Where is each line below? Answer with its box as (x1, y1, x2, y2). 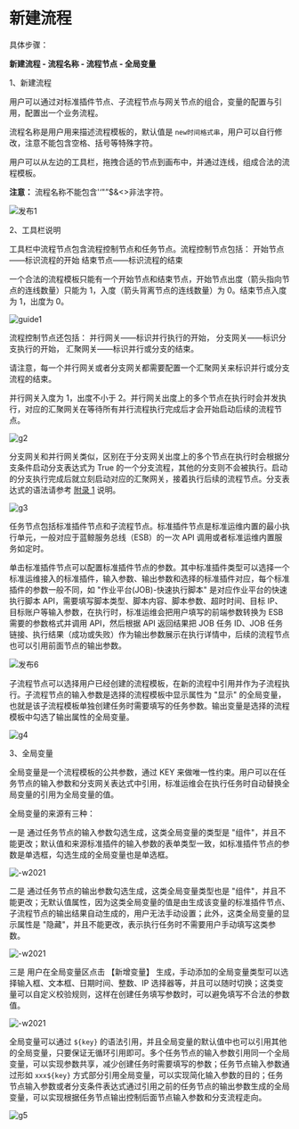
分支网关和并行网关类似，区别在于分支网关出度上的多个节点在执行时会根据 (9, 451, 282, 461)
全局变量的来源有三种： (9, 808, 95, 818)
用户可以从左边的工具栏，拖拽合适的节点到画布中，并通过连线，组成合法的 (9, 156, 282, 167)
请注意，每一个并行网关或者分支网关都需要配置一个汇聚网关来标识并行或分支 (9, 362, 290, 373)
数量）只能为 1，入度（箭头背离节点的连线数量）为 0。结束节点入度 (39, 285, 287, 295)
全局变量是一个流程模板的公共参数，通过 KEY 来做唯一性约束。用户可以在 (9, 767, 279, 777)
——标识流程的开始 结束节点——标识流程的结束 (9, 254, 183, 265)
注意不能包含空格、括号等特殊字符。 (24, 137, 158, 148)
